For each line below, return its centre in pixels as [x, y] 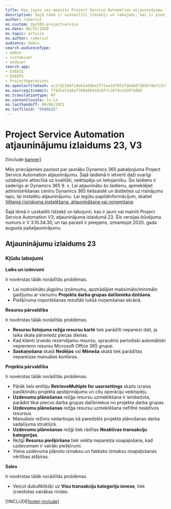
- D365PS [15, 76]
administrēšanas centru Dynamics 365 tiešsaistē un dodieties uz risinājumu [84, 191]
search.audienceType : [28, 48]
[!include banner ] [23, 159]
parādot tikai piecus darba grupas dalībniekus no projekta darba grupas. [89, 402]
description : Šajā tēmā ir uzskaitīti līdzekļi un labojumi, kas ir [79, 15]
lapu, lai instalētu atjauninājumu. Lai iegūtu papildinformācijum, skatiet [79, 196]
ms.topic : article [25, 34]
